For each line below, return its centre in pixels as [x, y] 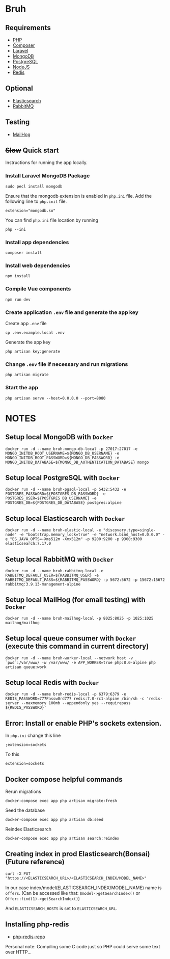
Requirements [28, 28]
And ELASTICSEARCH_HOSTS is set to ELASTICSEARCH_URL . [61, 908]
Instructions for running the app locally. [46, 163]
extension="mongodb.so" [31, 210]
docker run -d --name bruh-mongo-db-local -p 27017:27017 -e [72, 449]
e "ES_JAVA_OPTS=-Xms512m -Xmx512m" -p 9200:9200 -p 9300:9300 [74, 539]
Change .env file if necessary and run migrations [67, 364]
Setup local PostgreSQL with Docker [63, 478]
